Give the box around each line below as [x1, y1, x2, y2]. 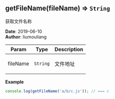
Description [54, 46, 83, 53]
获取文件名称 [5, 18, 32, 24]
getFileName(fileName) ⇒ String [5, 4, 110, 13]
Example [5, 79, 24, 85]
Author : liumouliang [5, 34, 47, 40]
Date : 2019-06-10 [5, 28, 42, 35]
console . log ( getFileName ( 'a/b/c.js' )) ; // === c [5, 88, 109, 93]
